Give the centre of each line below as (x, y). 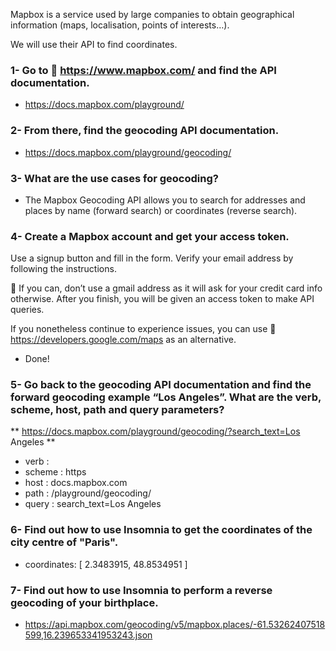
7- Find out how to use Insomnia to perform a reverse (141, 590)
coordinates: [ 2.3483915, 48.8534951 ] (106, 564)
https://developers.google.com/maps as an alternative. (123, 340)
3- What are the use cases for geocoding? (114, 178)
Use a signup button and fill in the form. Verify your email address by (152, 258)
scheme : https (55, 472)
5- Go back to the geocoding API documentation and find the (161, 385)
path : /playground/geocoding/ (88, 493)
